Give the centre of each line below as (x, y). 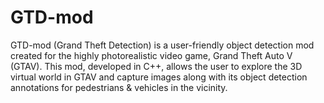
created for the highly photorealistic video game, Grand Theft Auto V (151, 55)
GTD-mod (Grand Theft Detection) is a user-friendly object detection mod (162, 45)
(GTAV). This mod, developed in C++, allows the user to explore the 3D (156, 66)
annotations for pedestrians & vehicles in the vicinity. (119, 87)
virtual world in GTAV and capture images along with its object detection (159, 77)
